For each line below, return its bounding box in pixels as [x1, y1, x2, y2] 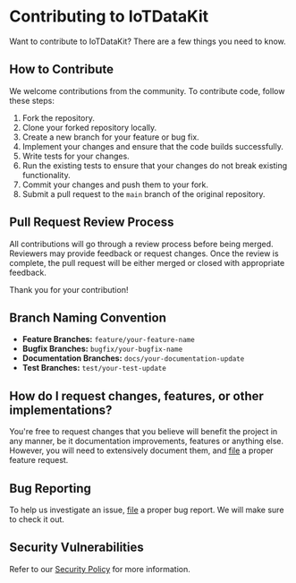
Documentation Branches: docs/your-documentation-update [21, 353, 245, 364]
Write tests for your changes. [21, 150, 130, 161]
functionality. [21, 169, 71, 180]
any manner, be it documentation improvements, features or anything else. [9, 436, 284, 447]
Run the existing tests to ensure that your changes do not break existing [21, 159, 288, 171]
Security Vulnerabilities [9, 540, 145, 555]
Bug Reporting [9, 481, 92, 496]
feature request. [9, 455, 69, 466]
